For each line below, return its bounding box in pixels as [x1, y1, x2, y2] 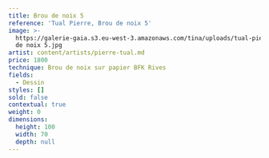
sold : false [8, 93, 48, 101]
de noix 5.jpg [15, 41, 62, 49]
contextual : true [8, 101, 66, 109]
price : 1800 [8, 57, 48, 65]
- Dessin [15, 78, 45, 86]
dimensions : [8, 116, 48, 124]
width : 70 [15, 130, 48, 138]
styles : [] [8, 85, 45, 94]
